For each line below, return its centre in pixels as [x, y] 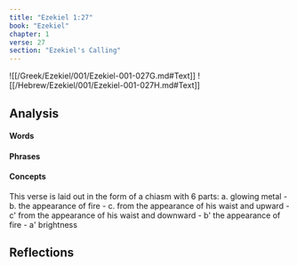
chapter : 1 [29, 34]
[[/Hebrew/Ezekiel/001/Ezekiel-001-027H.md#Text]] [104, 85]
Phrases [25, 156]
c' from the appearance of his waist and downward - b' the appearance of [145, 215]
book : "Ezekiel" [39, 26]
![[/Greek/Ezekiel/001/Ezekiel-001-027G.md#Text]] [102, 76]
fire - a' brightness [44, 224]
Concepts [28, 177]
